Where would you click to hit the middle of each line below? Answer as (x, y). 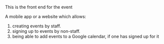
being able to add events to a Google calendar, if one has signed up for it (85, 36)
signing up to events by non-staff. (46, 31)
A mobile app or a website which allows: (46, 16)
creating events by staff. (36, 26)
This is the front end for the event (39, 7)
